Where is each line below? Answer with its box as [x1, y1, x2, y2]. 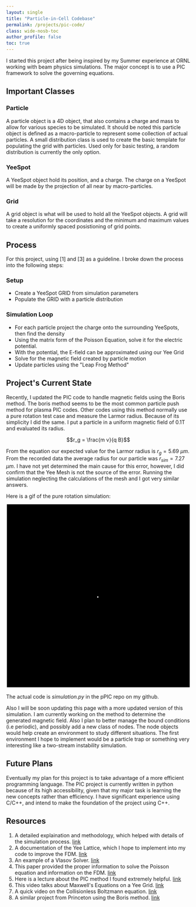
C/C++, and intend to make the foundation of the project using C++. [6, 799, 170, 806]
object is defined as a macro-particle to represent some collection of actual [6, 129, 188, 137]
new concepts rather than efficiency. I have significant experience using [6, 793, 180, 800]
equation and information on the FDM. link [14, 869, 116, 876]
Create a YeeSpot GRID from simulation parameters [14, 290, 139, 297]
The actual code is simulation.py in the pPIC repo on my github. [6, 693, 159, 700]
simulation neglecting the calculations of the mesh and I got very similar [6, 475, 180, 482]
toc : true [6, 40, 30, 46]
